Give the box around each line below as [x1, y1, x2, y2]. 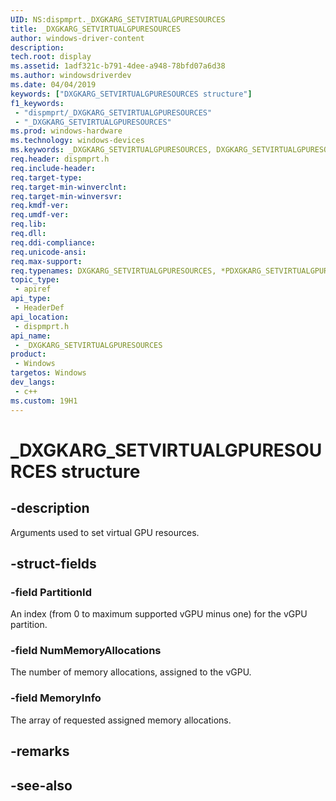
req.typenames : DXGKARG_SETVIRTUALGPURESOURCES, [10, 266, 217, 276]
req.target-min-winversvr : [10, 191, 123, 201]
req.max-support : [10, 256, 83, 266]
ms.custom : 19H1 [10, 396, 78, 406]
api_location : [10, 312, 70, 322]
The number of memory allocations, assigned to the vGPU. [10, 666, 252, 678]
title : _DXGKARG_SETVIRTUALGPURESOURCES [10, 24, 182, 34]
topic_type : [10, 275, 60, 285]
